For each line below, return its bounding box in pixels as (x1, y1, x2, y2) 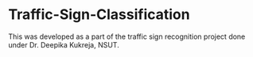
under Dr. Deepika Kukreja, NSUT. (8, 40, 119, 49)
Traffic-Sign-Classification (8, 6, 190, 24)
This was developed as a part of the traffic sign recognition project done (8, 32, 246, 41)
